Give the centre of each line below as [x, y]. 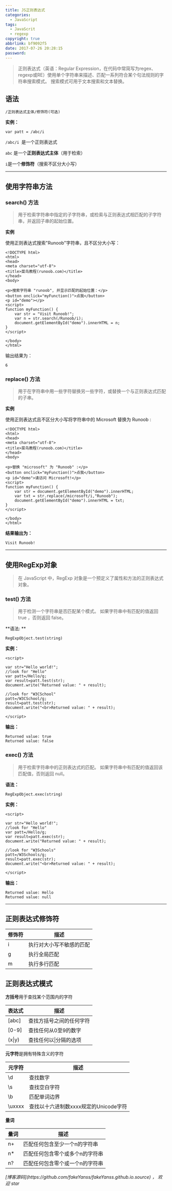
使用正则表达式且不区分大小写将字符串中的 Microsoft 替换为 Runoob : [78, 420]
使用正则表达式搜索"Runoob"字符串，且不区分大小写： [63, 243]
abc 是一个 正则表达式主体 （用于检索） [45, 153]
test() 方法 [18, 599]
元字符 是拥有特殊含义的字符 [35, 1054]
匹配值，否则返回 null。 [42, 773]
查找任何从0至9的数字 [55, 1031]
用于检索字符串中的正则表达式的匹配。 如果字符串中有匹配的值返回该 [90, 767]
